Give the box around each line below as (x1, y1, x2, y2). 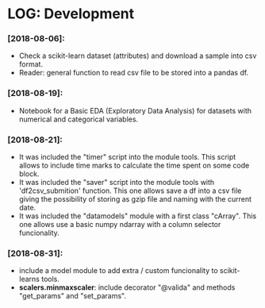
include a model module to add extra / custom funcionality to (18, 266, 219, 275)
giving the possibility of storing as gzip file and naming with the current (18, 194, 252, 204)
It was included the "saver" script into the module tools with (18, 178, 215, 187)
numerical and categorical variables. (18, 114, 139, 124)
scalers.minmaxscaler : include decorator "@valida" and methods (18, 283, 236, 292)
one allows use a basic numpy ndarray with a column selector (18, 220, 221, 229)
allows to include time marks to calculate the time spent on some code (18, 160, 250, 171)
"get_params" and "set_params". (18, 291, 127, 301)
